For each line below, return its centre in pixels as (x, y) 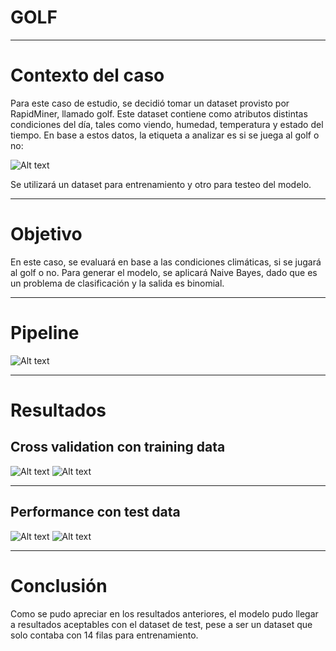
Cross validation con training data (118, 447)
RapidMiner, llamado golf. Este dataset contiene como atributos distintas (159, 113)
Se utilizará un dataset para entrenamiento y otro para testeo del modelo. (161, 184)
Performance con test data (95, 512)
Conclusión (59, 585)
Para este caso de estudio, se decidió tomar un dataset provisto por (150, 103)
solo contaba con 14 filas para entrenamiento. (104, 635)
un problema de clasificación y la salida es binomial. (117, 283)
